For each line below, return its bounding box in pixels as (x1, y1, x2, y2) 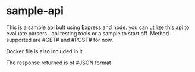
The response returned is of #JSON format (6, 59, 111, 66)
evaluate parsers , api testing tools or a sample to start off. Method (6, 30, 169, 37)
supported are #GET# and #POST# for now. (6, 36, 114, 43)
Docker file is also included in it (6, 47, 83, 54)
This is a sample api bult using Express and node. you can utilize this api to (6, 24, 190, 31)
